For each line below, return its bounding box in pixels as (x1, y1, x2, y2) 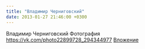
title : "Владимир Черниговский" (6, 8, 84, 15)
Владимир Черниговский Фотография (6, 30, 101, 37)
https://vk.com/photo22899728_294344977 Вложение (6, 36, 139, 43)
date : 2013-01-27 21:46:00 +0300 (6, 14, 87, 20)
